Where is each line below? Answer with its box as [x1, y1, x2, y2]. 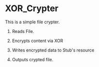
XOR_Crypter [5, 3, 59, 14]
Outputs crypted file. [12, 56, 54, 62]
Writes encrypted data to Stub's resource [12, 47, 95, 53]
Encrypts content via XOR [12, 37, 64, 44]
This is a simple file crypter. [5, 19, 60, 25]
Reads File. [12, 28, 34, 34]
